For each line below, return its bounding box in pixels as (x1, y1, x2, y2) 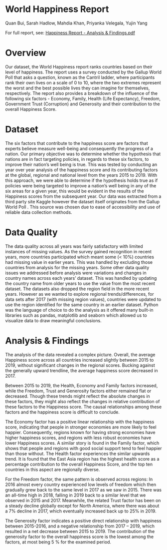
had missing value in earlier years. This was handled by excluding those (5, 259, 153, 265)
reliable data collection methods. (5, 209, 72, 215)
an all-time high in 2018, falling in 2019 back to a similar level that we (5, 492, 146, 498)
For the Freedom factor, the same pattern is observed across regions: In (5, 476, 153, 482)
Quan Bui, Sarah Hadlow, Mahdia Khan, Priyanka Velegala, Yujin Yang (5, 20, 148, 26)
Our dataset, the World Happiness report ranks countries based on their (5, 63, 153, 69)
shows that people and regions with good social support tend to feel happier (5, 445, 162, 451)
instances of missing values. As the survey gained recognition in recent (5, 248, 152, 254)
